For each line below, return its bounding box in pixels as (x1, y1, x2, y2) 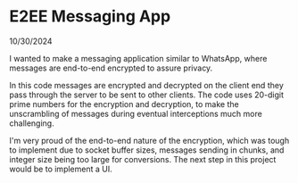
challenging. (9, 118, 55, 129)
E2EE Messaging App (9, 6, 171, 27)
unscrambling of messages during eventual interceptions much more (9, 108, 263, 119)
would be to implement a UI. (9, 163, 113, 174)
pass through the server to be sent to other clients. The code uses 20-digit (9, 89, 284, 100)
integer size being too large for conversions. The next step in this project (9, 154, 277, 164)
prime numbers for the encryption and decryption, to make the (9, 98, 239, 109)
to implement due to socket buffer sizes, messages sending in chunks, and (9, 145, 285, 155)
